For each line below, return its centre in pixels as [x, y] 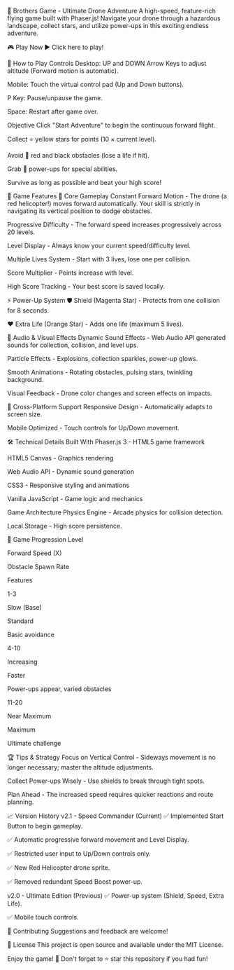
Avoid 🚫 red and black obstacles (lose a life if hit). [78, 155]
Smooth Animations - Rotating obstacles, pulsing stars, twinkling [100, 372]
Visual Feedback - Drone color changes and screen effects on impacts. [110, 393]
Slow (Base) [24, 607]
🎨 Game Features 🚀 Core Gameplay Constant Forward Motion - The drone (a [117, 196]
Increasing [22, 662]
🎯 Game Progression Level [45, 539]
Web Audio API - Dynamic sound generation [71, 472]
